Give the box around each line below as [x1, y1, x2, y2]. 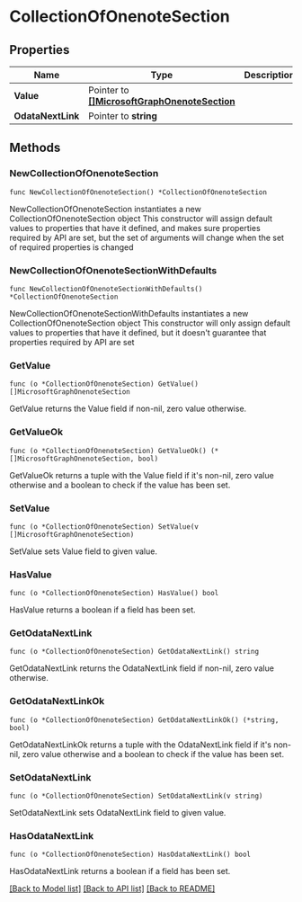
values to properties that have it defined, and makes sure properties [9, 222, 261, 233]
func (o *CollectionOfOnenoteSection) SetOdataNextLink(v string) [9, 791, 263, 801]
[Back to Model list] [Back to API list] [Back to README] [9, 883, 216, 894]
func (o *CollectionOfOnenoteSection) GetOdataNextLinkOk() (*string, [9, 715, 280, 725]
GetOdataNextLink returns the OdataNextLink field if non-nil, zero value [9, 663, 274, 674]
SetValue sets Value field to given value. [9, 546, 157, 557]
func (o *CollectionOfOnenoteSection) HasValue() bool [9, 589, 219, 598]
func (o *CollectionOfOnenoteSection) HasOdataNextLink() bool [9, 850, 252, 860]
